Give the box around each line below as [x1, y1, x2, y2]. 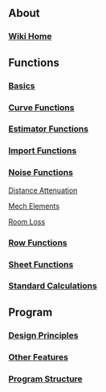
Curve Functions [8, 101, 75, 113]
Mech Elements [8, 201, 60, 211]
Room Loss [8, 216, 46, 226]
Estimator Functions [8, 123, 89, 134]
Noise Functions [8, 167, 74, 178]
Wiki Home [8, 31, 52, 42]
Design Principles [8, 330, 79, 341]
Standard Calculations [8, 280, 98, 292]
